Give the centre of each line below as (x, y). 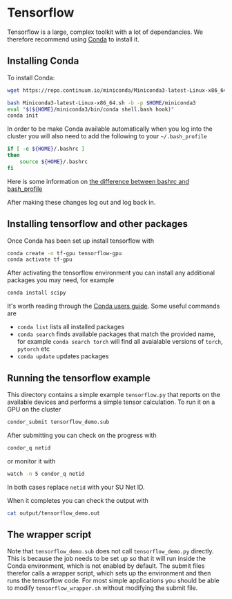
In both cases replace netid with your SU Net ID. (76, 487)
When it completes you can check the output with (78, 500)
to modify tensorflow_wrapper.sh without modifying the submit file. (103, 588)
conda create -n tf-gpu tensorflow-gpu (65, 253)
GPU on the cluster (34, 409)
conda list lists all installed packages (71, 327)
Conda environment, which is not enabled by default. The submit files (106, 566)
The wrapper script (49, 534)
